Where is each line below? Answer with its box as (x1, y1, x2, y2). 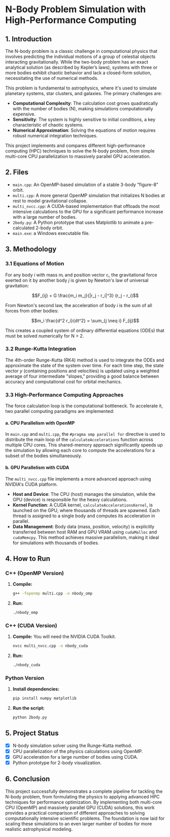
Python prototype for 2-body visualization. (12, 760, 102, 766)
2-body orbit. (35, 225, 63, 231)
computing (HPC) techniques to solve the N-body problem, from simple (5, 148, 155, 154)
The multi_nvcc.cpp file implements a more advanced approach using (5, 475, 151, 482)
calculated (12, 225, 35, 231)
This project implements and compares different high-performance (5, 142, 146, 148)
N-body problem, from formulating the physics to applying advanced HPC (5, 793, 160, 799)
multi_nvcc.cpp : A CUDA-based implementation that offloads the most (12, 203, 160, 209)
